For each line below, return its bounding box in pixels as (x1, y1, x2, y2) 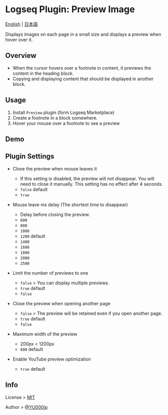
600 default (20, 346, 44, 352)
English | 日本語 (5, 21, 38, 27)
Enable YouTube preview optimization (12, 356, 91, 362)
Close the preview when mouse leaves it (12, 165, 97, 171)
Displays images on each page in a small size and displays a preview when (5, 31, 161, 37)
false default (20, 186, 48, 192)
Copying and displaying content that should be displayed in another (12, 75, 154, 82)
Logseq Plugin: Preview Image (5, 4, 135, 15)
